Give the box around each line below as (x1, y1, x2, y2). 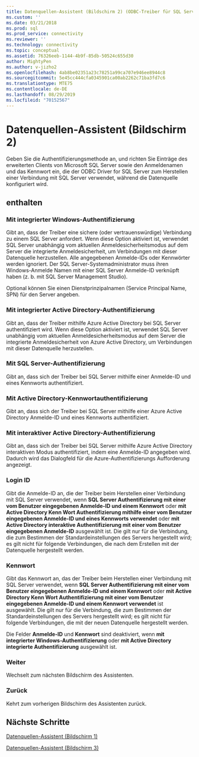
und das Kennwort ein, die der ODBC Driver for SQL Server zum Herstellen (6, 168, 188, 175)
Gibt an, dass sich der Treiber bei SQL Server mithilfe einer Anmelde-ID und (6, 373, 191, 380)
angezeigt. (6, 461, 32, 469)
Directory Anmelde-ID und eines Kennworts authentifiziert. (6, 414, 149, 421)
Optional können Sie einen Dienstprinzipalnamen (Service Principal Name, (6, 285, 187, 292)
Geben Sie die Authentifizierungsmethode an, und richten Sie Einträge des (6, 155, 188, 162)
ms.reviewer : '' (6, 36, 46, 42)
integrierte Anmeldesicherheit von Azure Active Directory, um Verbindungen (6, 338, 192, 345)
